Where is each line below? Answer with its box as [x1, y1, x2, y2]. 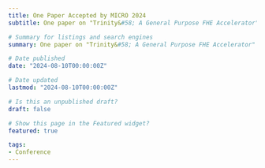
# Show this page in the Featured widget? [8, 119, 150, 127]
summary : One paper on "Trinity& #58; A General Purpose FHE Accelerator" [8, 40, 256, 48]
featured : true [8, 127, 58, 135]
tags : [8, 141, 26, 149]
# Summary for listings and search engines [8, 33, 154, 41]
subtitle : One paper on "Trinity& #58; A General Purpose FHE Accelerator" [8, 19, 259, 27]
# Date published [8, 54, 65, 63]
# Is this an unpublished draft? [8, 98, 118, 106]
